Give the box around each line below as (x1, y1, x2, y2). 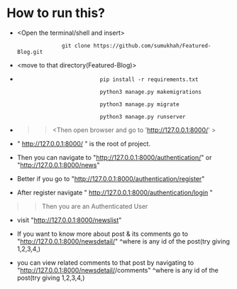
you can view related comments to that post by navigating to (16, 258, 194, 267)
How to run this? (6, 5, 106, 21)
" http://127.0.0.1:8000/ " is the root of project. (16, 139, 150, 148)
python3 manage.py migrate (99, 101, 180, 108)
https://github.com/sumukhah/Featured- (93, 42, 211, 49)
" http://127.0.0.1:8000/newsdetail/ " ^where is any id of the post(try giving (16, 236, 230, 246)
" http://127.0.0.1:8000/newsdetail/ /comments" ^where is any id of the (16, 266, 219, 274)
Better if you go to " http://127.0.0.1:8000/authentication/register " (16, 174, 205, 182)
